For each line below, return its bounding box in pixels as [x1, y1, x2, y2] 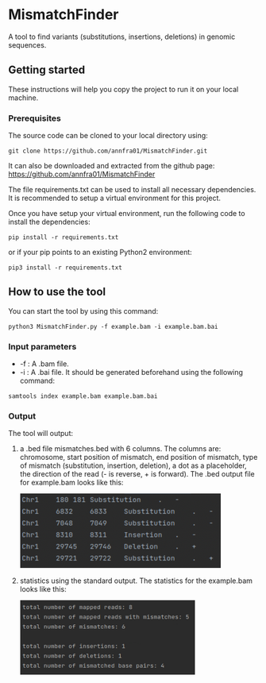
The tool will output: [8, 429, 74, 438]
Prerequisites [8, 113, 61, 124]
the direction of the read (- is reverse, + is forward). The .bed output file [19, 469, 256, 479]
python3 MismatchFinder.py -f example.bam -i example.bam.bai [8, 322, 218, 330]
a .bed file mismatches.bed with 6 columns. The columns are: [19, 444, 222, 453]
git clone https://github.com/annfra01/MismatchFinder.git [8, 147, 208, 156]
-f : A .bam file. [19, 359, 69, 369]
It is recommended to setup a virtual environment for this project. [8, 193, 221, 203]
